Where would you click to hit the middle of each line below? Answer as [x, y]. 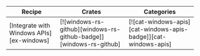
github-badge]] [82, 37]
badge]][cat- [148, 37]
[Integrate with [30, 25]
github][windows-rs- [90, 29]
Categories [160, 12]
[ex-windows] [29, 40]
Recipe [32, 12]
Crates [91, 12]
